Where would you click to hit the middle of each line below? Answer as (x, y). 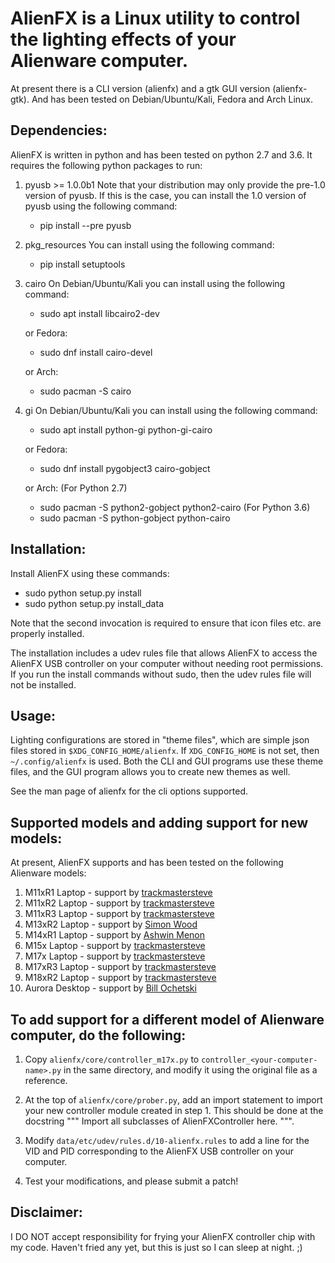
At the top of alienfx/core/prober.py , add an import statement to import (173, 1100)
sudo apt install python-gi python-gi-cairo (126, 429)
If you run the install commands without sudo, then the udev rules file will (161, 674)
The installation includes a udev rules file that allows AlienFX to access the (164, 653)
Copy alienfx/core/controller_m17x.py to (112, 1059)
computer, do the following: (98, 1035)
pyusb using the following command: (101, 206)
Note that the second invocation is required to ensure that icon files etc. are (166, 623)
